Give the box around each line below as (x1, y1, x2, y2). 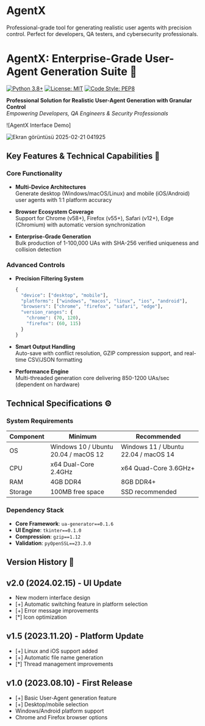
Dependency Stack (6, 506, 64, 514)
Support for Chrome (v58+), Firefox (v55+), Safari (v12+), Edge (15, 214, 174, 221)
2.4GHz (50, 468, 73, 476)
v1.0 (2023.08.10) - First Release (6, 678, 133, 688)
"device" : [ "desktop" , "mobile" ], (21, 292, 109, 298)
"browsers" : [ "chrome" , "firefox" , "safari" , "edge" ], (21, 303, 164, 310)
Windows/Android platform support (15, 707, 104, 714)
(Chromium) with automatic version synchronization (15, 221, 146, 228)
